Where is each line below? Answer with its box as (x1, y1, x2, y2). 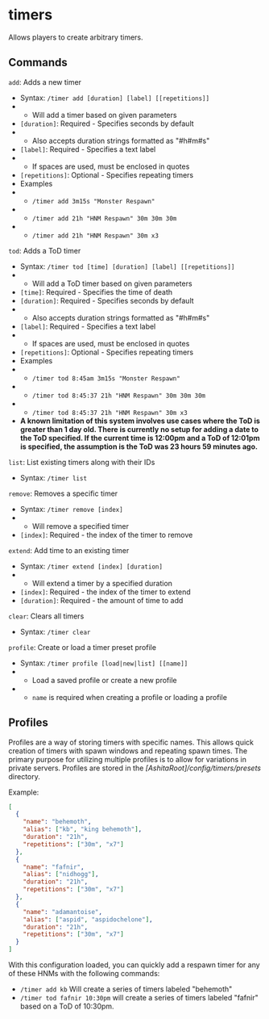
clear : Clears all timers (8, 611, 85, 621)
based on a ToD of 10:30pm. (19, 1001, 114, 1011)
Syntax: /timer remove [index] (19, 504, 123, 514)
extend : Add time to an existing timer (8, 545, 130, 555)
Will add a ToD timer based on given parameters (31, 279, 192, 288)
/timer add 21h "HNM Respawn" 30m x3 (31, 232, 159, 240)
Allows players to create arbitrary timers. (8, 32, 143, 42)
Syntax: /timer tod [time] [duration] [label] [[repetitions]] (19, 261, 235, 271)
